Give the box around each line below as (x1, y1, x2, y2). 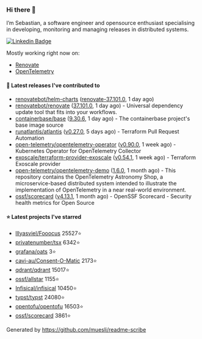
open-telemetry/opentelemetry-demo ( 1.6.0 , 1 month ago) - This (15, 166, 176, 174)
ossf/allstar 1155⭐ (15, 275, 60, 282)
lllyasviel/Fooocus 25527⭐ (15, 229, 82, 237)
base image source (15, 121, 64, 129)
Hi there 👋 (6, 5, 37, 14)
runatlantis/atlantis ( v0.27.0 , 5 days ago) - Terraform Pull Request (15, 127, 179, 135)
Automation (15, 134, 45, 141)
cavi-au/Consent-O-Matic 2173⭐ (15, 257, 98, 264)
